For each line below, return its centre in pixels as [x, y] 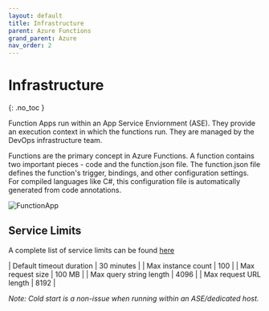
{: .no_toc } [26, 108]
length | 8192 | [32, 283]
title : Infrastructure [46, 23]
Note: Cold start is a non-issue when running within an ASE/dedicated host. [134, 298]
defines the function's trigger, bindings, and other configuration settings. [128, 173]
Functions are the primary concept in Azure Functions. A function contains [131, 156]
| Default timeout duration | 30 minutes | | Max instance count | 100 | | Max [132, 265]
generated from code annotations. [65, 190]
